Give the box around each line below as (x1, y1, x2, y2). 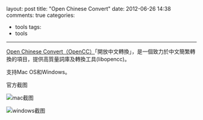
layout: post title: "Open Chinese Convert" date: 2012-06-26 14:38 (6, 5, 171, 12)
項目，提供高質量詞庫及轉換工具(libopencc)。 (16, 56, 130, 62)
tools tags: (14, 24, 42, 30)
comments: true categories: (6, 12, 76, 19)
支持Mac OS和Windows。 (6, 68, 71, 75)
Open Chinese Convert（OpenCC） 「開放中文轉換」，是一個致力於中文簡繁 (6, 48, 190, 55)
